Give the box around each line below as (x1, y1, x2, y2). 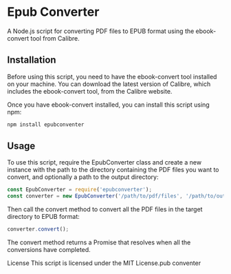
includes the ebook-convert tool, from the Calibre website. (7, 87, 173, 95)
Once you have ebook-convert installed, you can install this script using (7, 101, 210, 109)
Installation (7, 54, 56, 66)
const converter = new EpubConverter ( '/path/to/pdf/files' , (7, 193, 184, 200)
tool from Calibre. (30, 34, 80, 42)
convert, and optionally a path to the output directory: (7, 173, 159, 181)
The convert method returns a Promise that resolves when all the (7, 238, 191, 246)
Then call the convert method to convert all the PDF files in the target (7, 205, 203, 213)
